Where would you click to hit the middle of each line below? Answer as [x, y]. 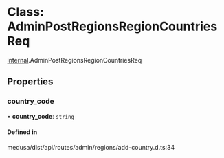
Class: [26, 12]
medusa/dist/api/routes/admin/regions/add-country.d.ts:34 [91, 147]
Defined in [22, 132]
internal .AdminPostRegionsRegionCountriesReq [75, 60]
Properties [30, 82]
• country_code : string [41, 116]
